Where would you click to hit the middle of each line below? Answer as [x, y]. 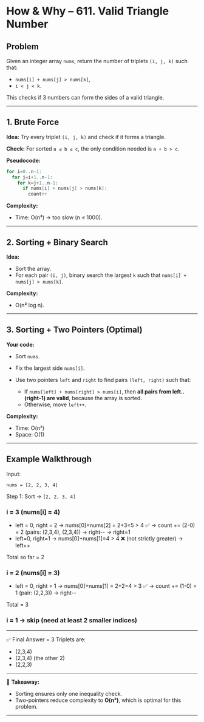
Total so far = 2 [25, 557]
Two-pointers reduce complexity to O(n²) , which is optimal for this [98, 700]
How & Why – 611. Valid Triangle [87, 11]
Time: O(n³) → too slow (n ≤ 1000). [59, 217]
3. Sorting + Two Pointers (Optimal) [74, 330]
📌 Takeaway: [23, 682]
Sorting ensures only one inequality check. [69, 693]
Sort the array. [33, 269]
